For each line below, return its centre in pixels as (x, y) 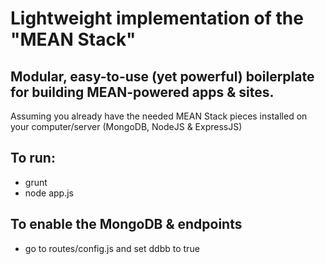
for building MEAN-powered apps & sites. (142, 92)
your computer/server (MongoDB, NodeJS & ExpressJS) (126, 126)
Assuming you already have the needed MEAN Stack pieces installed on (159, 116)
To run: (33, 158)
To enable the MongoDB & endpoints (126, 224)
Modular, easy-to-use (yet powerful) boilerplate (162, 76)
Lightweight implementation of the (157, 18)
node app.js (49, 193)
